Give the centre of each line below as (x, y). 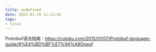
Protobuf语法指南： (25, 38)
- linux (13, 24)
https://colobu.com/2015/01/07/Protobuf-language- (98, 38)
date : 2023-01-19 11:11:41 (33, 14)
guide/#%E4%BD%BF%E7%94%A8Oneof (49, 44)
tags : (11, 19)
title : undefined (23, 10)
